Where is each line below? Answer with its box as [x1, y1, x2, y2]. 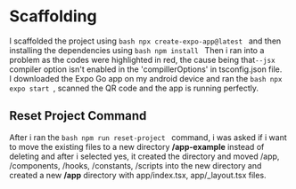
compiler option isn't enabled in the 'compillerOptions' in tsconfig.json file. [9, 64, 283, 75]
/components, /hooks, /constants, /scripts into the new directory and [9, 160, 262, 170]
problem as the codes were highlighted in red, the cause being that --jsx [9, 54, 275, 65]
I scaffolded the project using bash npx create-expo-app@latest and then [9, 35, 282, 46]
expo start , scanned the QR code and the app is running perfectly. [9, 83, 259, 93]
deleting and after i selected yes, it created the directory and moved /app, [9, 151, 280, 161]
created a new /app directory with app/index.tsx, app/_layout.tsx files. [9, 169, 267, 180]
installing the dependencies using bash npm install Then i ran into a [9, 44, 265, 55]
